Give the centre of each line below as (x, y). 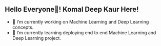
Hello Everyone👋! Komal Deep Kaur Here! (72, 9)
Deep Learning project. (36, 38)
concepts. (23, 27)
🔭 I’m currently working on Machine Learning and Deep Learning (80, 21)
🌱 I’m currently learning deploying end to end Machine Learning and (84, 32)
